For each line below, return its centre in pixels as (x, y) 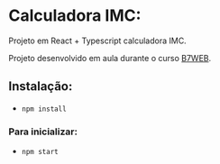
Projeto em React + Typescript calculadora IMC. (97, 41)
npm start (40, 152)
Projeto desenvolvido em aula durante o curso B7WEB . (110, 58)
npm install (44, 109)
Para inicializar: (43, 132)
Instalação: (41, 87)
